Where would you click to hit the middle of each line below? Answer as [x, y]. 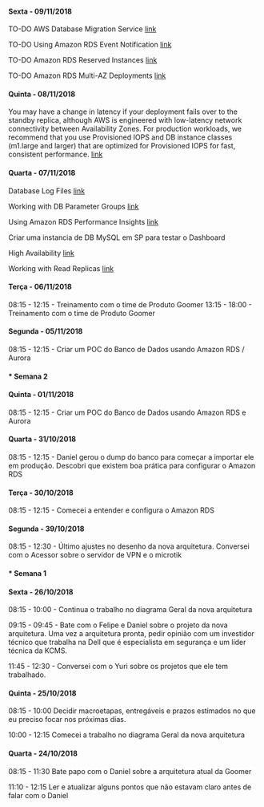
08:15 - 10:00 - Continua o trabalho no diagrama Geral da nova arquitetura [130, 610]
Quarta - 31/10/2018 [42, 439]
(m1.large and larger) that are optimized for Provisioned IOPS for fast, [122, 146]
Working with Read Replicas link [61, 268]
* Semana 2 [28, 376]
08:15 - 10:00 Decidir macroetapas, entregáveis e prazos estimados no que [132, 711]
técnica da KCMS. [38, 651]
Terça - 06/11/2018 [40, 287]
